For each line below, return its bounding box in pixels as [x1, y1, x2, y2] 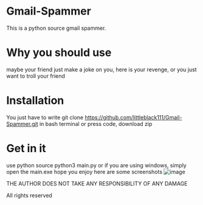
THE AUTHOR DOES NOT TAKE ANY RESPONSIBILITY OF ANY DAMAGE [6, 179, 188, 187]
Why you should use [6, 46, 112, 60]
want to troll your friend [6, 72, 66, 80]
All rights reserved [6, 192, 53, 199]
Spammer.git [6, 120, 38, 127]
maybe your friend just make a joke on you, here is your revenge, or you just [6, 66, 197, 73]
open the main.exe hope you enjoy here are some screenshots [6, 168, 163, 175]
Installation [6, 94, 64, 108]
